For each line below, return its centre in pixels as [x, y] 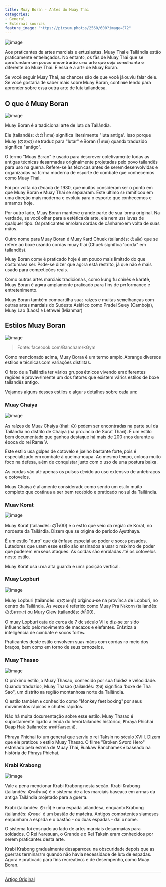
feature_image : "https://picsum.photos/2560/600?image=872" [68, 28]
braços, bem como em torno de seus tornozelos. [55, 647]
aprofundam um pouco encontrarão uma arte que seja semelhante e [75, 63]
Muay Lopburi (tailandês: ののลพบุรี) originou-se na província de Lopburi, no [82, 600]
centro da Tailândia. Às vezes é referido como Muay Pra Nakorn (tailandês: [81, 606]
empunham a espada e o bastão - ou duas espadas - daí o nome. [72, 820]
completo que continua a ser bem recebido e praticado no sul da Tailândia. [81, 492]
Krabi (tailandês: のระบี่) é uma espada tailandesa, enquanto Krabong [75, 808]
